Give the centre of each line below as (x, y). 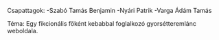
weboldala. (23, 31)
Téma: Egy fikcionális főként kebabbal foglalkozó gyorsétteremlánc (102, 23)
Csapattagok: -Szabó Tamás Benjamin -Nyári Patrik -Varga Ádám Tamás (109, 11)
